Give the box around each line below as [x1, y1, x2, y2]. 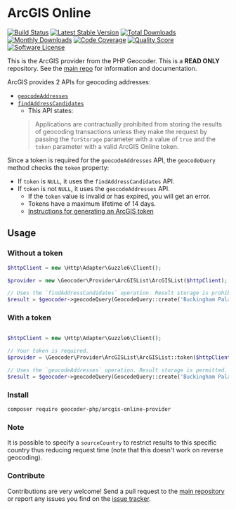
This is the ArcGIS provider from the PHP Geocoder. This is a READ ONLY [7, 56, 220, 65]
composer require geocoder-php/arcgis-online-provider [7, 406, 171, 413]
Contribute [7, 471, 46, 480]
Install [7, 390, 29, 400]
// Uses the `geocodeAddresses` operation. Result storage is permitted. [7, 367, 228, 374]
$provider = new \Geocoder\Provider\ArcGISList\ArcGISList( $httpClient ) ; [7, 277, 228, 284]
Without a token [7, 248, 63, 258]
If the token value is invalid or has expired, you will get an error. [27, 192, 211, 200]
